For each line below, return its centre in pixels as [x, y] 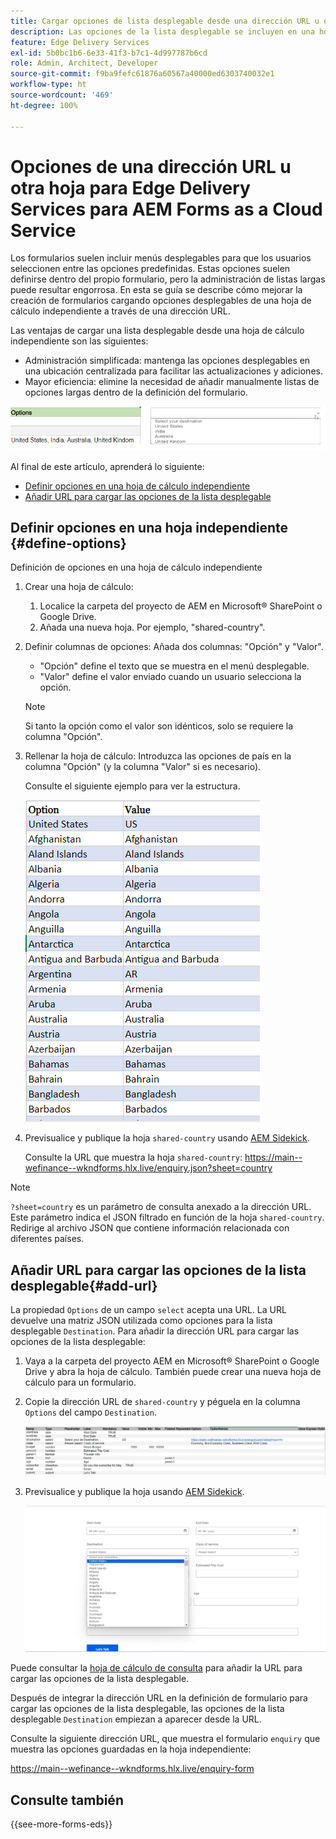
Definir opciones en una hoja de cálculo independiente [137, 486]
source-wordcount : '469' [62, 95]
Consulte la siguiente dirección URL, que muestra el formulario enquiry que [165, 1739]
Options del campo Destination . [90, 1412]
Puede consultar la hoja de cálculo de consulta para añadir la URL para [156, 1668]
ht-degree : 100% [44, 105]
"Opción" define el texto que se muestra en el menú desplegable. [174, 666]
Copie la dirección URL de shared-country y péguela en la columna [162, 1402]
